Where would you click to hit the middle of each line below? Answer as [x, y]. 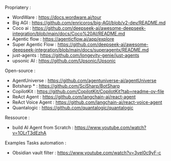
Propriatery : [18, 7]
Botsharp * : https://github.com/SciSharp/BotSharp [66, 86]
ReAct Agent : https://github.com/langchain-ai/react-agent [74, 97]
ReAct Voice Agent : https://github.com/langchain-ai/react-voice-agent [87, 102]
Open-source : [20, 71]
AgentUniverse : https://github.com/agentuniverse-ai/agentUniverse [84, 80]
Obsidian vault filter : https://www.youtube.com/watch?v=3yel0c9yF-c [87, 153]
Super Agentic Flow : [34, 44]
